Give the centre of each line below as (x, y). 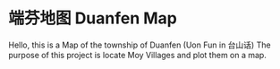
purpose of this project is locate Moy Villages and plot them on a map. (138, 55)
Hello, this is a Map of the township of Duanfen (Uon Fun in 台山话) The (140, 45)
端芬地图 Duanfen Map (93, 18)
